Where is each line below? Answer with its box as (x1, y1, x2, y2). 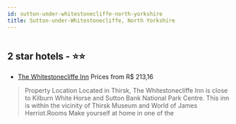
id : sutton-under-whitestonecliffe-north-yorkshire (7, 10, 163, 18)
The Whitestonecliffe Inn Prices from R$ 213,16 (17, 72, 154, 81)
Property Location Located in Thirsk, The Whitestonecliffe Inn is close (24, 86, 228, 95)
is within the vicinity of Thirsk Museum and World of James (24, 101, 198, 110)
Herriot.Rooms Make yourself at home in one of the (24, 109, 175, 118)
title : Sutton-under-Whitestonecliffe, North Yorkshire (7, 17, 175, 24)
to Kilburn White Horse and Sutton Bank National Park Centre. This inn (24, 94, 230, 103)
